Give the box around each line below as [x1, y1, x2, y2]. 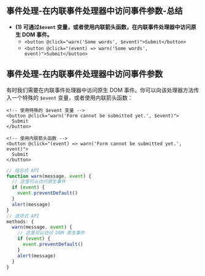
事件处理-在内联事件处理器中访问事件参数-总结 [6, 6, 183, 17]
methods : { [6, 218, 34, 225]
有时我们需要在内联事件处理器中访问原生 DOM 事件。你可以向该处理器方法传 [6, 86, 199, 94]
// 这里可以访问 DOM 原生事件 [17, 230, 85, 236]
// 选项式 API [6, 213, 40, 219]
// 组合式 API [6, 167, 40, 173]
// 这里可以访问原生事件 [12, 179, 66, 185]
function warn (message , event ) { [6, 173, 92, 179]
